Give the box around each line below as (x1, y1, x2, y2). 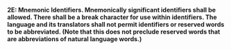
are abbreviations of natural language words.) (7, 35, 142, 43)
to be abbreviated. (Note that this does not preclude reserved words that (7, 27, 221, 36)
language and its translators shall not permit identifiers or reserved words (7, 21, 225, 28)
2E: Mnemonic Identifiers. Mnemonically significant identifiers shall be (7, 6, 216, 14)
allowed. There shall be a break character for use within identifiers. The (7, 13, 217, 21)
